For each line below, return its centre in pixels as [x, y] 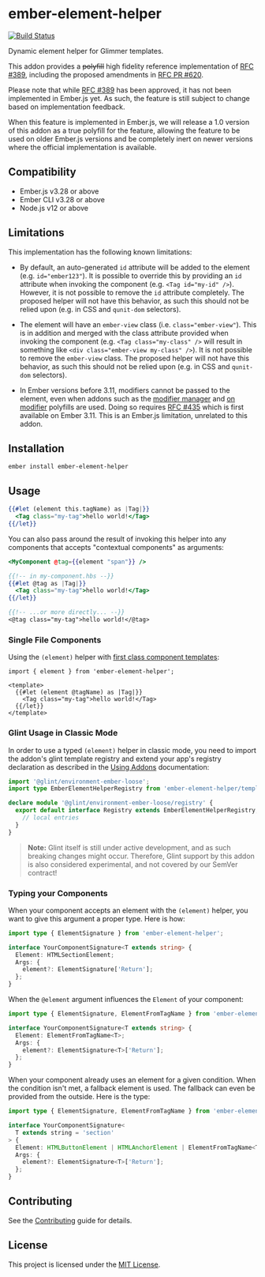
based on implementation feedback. [67, 107]
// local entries [51, 818]
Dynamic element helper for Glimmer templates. [86, 51]
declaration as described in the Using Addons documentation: [109, 767]
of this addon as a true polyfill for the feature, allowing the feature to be [124, 130]
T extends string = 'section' [65, 1132]
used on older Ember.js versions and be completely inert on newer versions [131, 138]
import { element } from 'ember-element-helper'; [91, 672]
